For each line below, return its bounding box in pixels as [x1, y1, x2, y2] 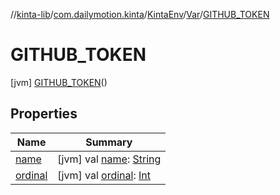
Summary [85, 135, 133, 149]
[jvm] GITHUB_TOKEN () [10, 76, 108, 88]
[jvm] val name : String [57, 152, 162, 166]
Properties [10, 105, 78, 123]
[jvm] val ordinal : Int [57, 168, 152, 182]
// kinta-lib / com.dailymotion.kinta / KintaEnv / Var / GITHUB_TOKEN [10, 9, 270, 20]
